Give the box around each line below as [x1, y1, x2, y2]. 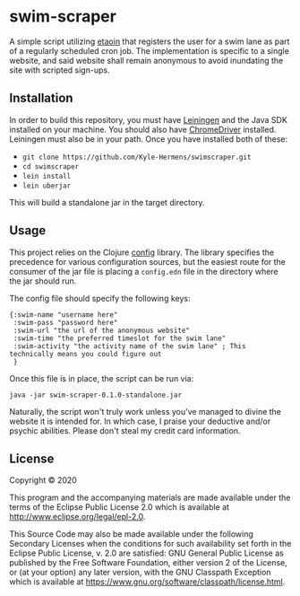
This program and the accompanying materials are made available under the [9, 492, 291, 504]
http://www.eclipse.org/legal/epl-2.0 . [9, 512, 146, 522]
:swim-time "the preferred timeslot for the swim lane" [13, 334, 227, 343]
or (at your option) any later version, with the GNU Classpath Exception [9, 567, 271, 578]
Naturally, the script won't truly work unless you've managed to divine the [9, 406, 282, 416]
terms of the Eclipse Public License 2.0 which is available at [9, 502, 230, 513]
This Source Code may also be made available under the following [9, 529, 253, 539]
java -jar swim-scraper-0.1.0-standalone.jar [9, 390, 182, 399]
